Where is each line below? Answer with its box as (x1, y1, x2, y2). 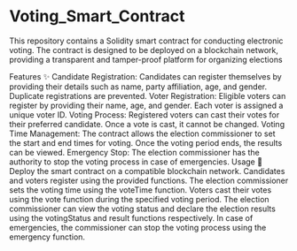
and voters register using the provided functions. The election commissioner (9, 175, 289, 186)
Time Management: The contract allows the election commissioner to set (9, 128, 276, 139)
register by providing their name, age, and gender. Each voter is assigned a (9, 100, 284, 110)
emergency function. (9, 232, 86, 242)
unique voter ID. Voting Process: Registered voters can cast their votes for (9, 109, 280, 120)
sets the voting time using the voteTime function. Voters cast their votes (9, 184, 272, 195)
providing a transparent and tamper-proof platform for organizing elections (9, 54, 283, 65)
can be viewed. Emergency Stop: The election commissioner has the (9, 147, 260, 157)
